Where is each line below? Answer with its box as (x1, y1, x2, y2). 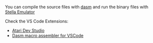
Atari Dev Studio (12, 28, 45, 33)
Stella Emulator (5, 9, 35, 15)
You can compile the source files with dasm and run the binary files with (5, 4, 149, 10)
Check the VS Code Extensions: (5, 19, 69, 24)
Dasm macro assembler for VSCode (12, 33, 83, 38)
